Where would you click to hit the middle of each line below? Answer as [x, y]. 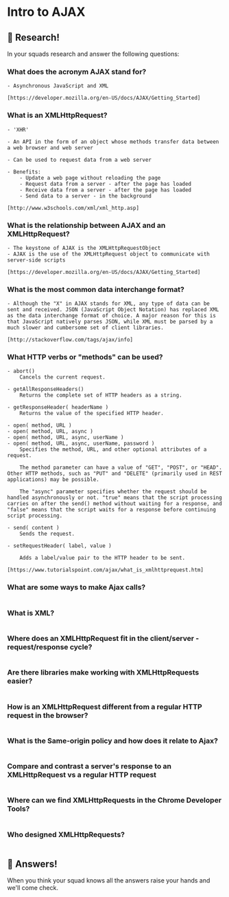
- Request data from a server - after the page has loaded [106, 184]
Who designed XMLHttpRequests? [66, 834]
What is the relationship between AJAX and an [86, 225]
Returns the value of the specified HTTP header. [92, 414]
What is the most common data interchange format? [96, 289]
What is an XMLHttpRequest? [57, 116]
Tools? [19, 809]
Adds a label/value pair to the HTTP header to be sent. [103, 558]
